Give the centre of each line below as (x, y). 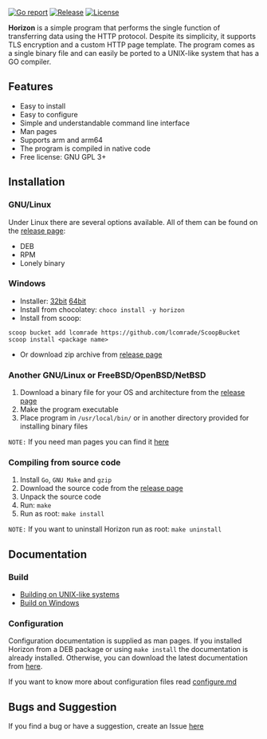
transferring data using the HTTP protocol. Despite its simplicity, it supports (132, 36)
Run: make (35, 505)
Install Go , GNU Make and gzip (66, 480)
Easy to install (43, 106)
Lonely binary (42, 263)
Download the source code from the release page (101, 488)
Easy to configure (49, 114)
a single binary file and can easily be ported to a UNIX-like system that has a (133, 53)
